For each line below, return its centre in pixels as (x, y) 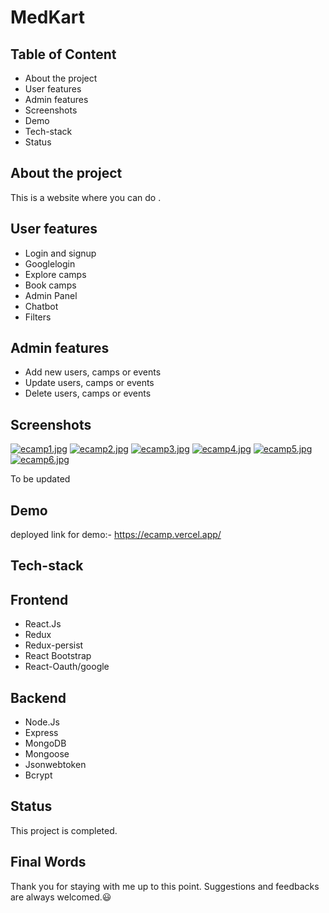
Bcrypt (38, 775)
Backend (38, 697)
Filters (38, 317)
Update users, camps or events (89, 383)
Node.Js (42, 722)
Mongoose (47, 754)
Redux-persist (54, 645)
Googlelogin (50, 263)
